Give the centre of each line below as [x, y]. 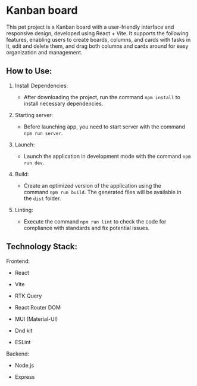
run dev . [34, 163]
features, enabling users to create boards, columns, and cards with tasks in [98, 39]
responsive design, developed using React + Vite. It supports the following [97, 33]
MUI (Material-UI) [36, 319]
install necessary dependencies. [63, 103]
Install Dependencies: [41, 85]
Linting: [24, 210]
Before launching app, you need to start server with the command [104, 127]
